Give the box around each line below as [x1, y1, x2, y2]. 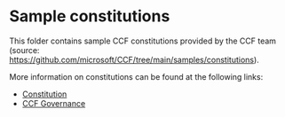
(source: [9, 44, 40, 55]
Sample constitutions [9, 6, 170, 27]
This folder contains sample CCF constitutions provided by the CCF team [9, 35, 277, 46]
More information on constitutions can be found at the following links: [9, 71, 264, 82]
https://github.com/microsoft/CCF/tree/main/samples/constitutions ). [9, 54, 259, 65]
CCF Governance [21, 97, 86, 108]
